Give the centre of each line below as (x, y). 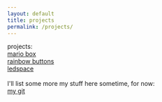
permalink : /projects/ (40, 27)
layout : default (31, 14)
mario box (22, 54)
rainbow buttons (31, 61)
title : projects (31, 20)
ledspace (21, 69)
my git (16, 91)
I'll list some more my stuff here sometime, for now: (81, 84)
